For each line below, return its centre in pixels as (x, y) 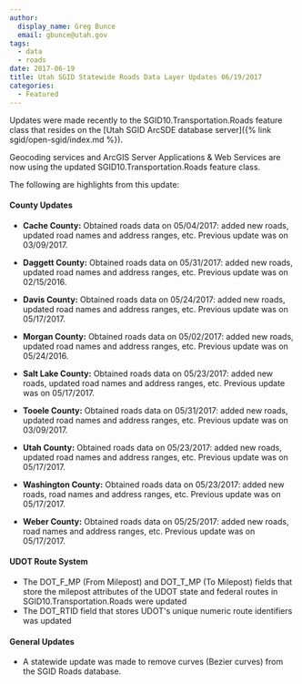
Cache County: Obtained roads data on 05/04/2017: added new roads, (156, 225)
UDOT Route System (49, 562)
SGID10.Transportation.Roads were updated (105, 601)
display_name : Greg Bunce (67, 26)
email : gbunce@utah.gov (62, 35)
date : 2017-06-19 (42, 69)
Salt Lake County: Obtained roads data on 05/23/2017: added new (148, 373)
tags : (20, 43)
